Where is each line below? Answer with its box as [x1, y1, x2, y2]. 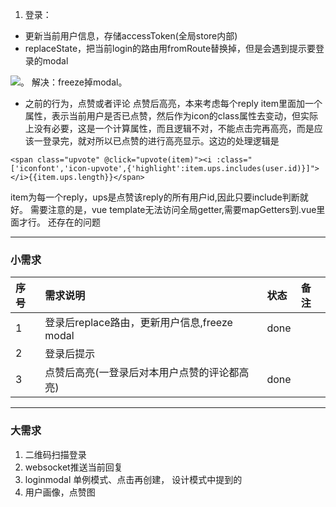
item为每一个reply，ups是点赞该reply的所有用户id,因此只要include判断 [10, 191, 300, 203]
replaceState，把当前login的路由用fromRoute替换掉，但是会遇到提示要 [24, 43, 317, 54]
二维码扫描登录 [24, 448, 87, 460]
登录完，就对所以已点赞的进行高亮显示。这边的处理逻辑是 [42, 135, 280, 147]
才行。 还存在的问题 [18, 216, 101, 228]
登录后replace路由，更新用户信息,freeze [44, 316, 233, 330]
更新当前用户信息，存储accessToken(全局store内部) [24, 30, 238, 42]
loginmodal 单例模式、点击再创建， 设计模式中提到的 [24, 473, 243, 485]
